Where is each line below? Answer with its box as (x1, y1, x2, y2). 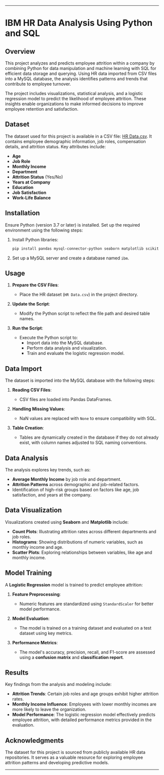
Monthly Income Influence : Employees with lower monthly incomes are (12, 701, 157, 707)
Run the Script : (12, 325, 43, 331)
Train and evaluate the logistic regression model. (26, 351, 125, 356)
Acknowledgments (5, 736, 64, 745)
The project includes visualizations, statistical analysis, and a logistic (5, 91, 143, 96)
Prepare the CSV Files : (12, 282, 59, 288)
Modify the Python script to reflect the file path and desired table (19, 310, 150, 316)
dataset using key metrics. (19, 630, 73, 636)
